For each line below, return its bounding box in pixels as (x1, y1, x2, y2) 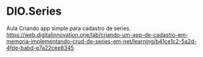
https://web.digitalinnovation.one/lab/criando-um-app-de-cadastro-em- (6, 31, 188, 38)
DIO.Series (6, 4, 62, 18)
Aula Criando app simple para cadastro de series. (6, 25, 131, 32)
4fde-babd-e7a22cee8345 (6, 44, 75, 51)
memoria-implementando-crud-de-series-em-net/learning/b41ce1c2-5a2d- (6, 37, 197, 45)
